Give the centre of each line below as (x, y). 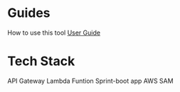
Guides (29, 13)
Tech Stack (41, 61)
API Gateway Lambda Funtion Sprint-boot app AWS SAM (90, 81)
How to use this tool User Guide (54, 33)
